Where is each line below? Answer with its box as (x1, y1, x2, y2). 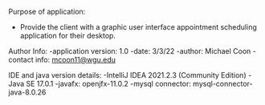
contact (8, 55, 34, 64)
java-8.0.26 (8, 87, 47, 97)
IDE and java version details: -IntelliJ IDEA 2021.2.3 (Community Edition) (8, 71, 247, 79)
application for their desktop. (19, 31, 116, 40)
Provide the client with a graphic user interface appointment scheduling (19, 22, 257, 31)
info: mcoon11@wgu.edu (35, 55, 116, 64)
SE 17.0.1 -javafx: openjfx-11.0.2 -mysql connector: (26, 79, 191, 88)
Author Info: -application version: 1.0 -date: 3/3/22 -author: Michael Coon (8, 46, 251, 55)
